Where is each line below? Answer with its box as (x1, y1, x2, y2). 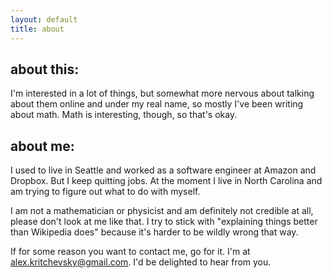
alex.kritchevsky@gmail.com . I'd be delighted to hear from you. (10, 256, 272, 268)
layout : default (10, 14, 78, 25)
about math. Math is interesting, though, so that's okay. (10, 109, 238, 121)
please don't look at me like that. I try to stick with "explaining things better (10, 216, 318, 228)
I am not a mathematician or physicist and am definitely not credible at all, (10, 205, 314, 217)
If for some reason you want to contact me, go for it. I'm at (10, 246, 251, 258)
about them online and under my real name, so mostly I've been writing (10, 98, 304, 110)
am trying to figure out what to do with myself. (10, 186, 201, 198)
